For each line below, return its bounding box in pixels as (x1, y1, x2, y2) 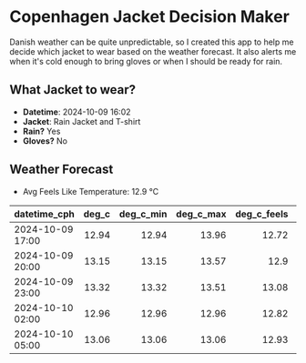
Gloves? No (22, 135, 68, 146)
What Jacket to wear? (9, 82, 137, 97)
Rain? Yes (22, 126, 61, 136)
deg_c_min (118, 207, 168, 220)
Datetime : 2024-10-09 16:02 (22, 106, 131, 117)
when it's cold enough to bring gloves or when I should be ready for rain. (9, 55, 283, 66)
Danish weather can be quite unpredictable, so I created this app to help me (9, 36, 294, 47)
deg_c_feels (235, 207, 289, 220)
